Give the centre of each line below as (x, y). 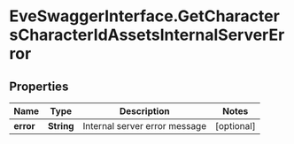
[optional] (236, 126)
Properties (39, 86)
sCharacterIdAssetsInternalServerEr (147, 35)
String (61, 126)
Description (144, 111)
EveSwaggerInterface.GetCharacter (145, 16)
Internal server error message (144, 126)
